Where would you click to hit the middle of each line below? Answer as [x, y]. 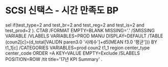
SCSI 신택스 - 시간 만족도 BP [62, 10]
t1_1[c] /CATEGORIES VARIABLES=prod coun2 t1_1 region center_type [78, 48]
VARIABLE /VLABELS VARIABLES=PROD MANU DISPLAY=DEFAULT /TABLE [84, 36]
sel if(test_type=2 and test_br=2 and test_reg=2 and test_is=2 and [75, 25]
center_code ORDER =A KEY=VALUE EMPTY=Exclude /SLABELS [73, 53]
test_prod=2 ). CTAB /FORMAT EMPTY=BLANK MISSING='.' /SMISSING [80, 30]
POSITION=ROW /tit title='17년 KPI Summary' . [54, 59]
